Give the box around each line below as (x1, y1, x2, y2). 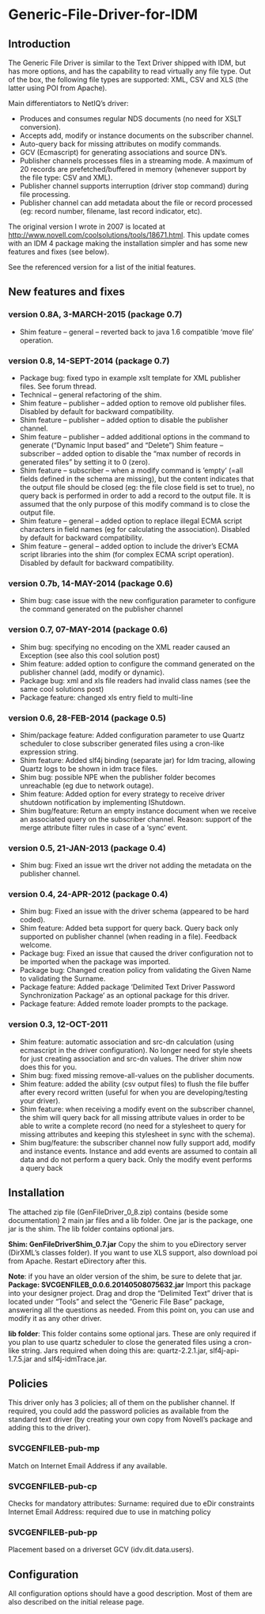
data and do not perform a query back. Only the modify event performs (19, 1154, 252, 1164)
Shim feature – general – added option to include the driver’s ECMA (19, 541, 239, 551)
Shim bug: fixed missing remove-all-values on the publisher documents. (19, 1070, 255, 1080)
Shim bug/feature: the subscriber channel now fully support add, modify (19, 1137, 256, 1147)
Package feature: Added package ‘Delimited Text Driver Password (19, 982, 236, 992)
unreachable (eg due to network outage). (19, 780, 154, 790)
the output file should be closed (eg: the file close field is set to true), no (19, 482, 256, 492)
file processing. (19, 190, 71, 199)
